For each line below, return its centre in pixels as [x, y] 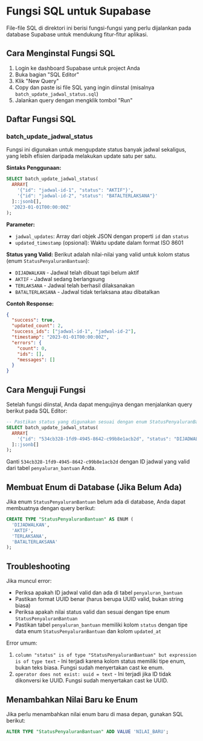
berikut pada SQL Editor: [37, 411]
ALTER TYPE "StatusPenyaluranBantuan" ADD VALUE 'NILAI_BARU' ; [88, 731]
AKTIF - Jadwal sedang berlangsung [60, 279]
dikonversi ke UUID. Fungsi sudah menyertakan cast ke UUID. [92, 680]
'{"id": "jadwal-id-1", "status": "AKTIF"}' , [76, 190]
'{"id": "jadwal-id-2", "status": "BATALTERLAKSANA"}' [88, 196]
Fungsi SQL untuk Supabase [79, 11]
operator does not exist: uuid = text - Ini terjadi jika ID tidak [93, 674]
